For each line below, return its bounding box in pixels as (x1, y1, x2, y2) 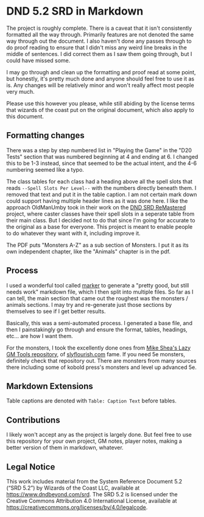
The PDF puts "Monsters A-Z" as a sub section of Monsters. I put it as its (6, 241, 189, 248)
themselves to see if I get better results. (6, 308, 106, 315)
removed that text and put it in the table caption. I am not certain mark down (6, 191, 197, 198)
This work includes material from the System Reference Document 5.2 (6, 478, 183, 485)
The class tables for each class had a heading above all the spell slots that (6, 178, 193, 185)
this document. (6, 113, 44, 120)
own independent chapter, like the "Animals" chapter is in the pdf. (6, 248, 171, 255)
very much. (6, 88, 35, 95)
